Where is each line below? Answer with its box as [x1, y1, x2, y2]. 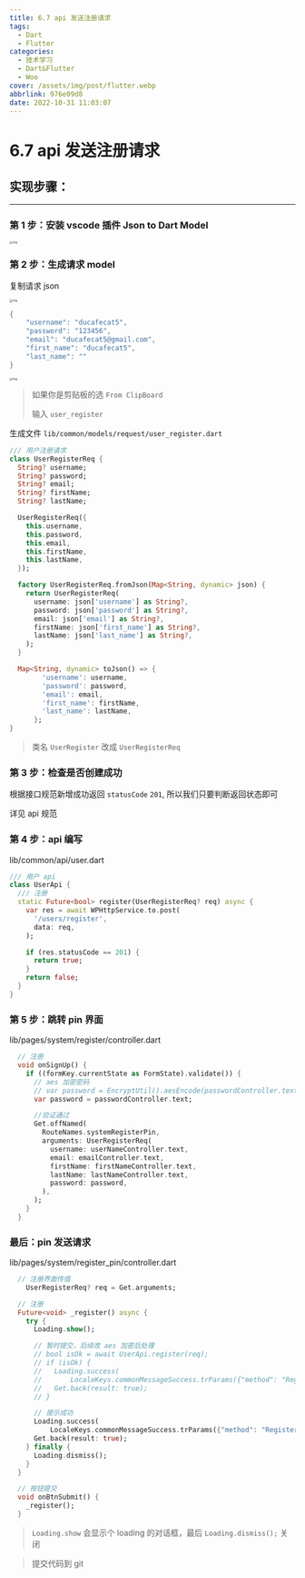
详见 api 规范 [9, 808, 57, 820]
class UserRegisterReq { [9, 454, 103, 463]
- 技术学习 [17, 56, 54, 65]
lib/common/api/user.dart [9, 854, 104, 865]
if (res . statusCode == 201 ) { [25, 948, 141, 957]
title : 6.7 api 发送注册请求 [9, 13, 112, 23]
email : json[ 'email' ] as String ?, [33, 614, 165, 624]
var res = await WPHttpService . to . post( [25, 906, 181, 915]
